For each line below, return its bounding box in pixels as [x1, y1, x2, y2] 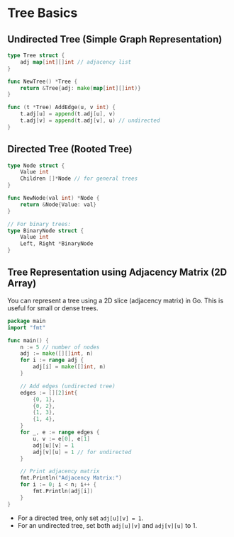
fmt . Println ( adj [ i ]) [33, 487, 94, 494]
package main [7, 317, 46, 324]
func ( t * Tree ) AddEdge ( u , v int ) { [7, 104, 116, 111]
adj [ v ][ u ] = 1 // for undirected [33, 448, 132, 456]
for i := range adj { [20, 356, 84, 364]
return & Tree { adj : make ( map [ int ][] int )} [20, 84, 141, 91]
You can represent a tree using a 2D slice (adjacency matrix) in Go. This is [7, 296, 223, 305]
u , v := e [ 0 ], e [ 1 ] [33, 435, 91, 442]
